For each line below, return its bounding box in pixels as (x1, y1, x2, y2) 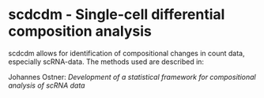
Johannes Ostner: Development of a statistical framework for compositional (8, 72, 256, 81)
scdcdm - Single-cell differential (8, 6, 225, 24)
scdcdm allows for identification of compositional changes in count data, (8, 48, 245, 58)
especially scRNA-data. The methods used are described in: (8, 57, 204, 66)
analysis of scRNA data (8, 81, 85, 90)
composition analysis (8, 22, 152, 40)
